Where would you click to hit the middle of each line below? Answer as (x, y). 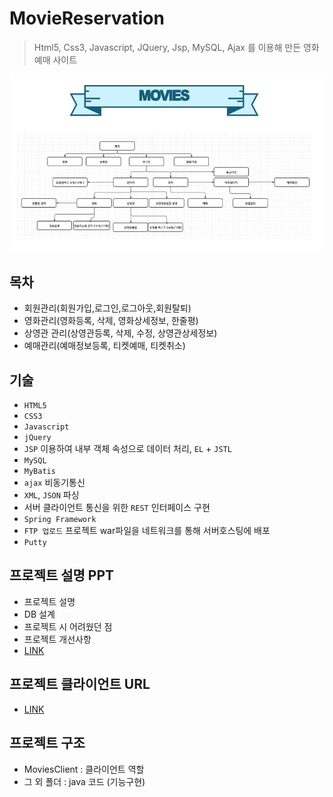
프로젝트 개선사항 (57, 639)
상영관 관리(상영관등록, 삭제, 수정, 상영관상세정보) (120, 333)
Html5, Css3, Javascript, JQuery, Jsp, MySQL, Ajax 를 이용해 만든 (167, 47)
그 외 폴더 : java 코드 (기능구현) (84, 781)
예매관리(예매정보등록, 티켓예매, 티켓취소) (104, 346)
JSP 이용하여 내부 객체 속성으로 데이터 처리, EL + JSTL (127, 449)
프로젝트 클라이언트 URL (80, 684)
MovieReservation (87, 18)
